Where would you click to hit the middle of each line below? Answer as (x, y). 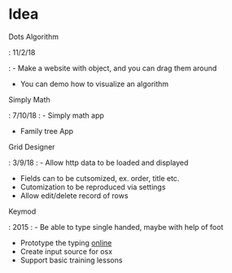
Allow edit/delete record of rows (74, 195)
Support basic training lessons (71, 260)
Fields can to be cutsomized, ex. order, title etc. (100, 178)
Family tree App (47, 131)
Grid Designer (32, 146)
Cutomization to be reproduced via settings (93, 187)
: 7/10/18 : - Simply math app (56, 115)
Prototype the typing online (66, 243)
